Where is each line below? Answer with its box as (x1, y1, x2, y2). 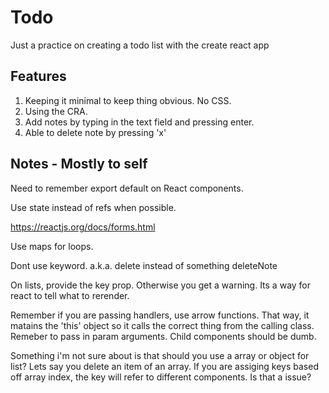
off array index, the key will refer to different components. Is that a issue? (10, 371, 312, 383)
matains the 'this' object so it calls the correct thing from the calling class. (10, 319, 315, 331)
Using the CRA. (24, 105, 88, 117)
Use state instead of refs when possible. (10, 201, 177, 213)
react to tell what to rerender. (10, 289, 130, 301)
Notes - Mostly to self (10, 156, 148, 173)
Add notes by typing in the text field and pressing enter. (24, 116, 255, 128)
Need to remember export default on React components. (10, 182, 244, 194)
